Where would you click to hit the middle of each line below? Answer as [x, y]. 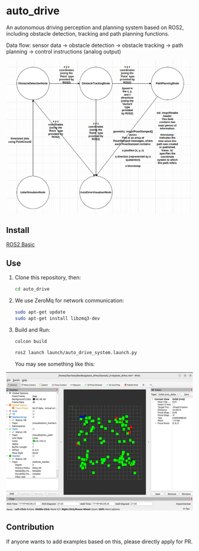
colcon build [31, 341]
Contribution [30, 527]
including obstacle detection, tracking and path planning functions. [88, 33]
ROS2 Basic [20, 244]
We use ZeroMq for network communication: [69, 301]
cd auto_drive [32, 289]
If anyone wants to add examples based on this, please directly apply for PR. [99, 541]
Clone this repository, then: [48, 278]
